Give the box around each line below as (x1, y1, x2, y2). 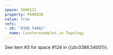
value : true (5, 16, 30, 21)
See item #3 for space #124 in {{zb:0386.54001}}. (5, 44, 108, 50)
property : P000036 (5, 12, 43, 17)
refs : (5, 21, 16, 26)
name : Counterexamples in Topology (9, 30, 84, 35)
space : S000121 (5, 7, 37, 12)
